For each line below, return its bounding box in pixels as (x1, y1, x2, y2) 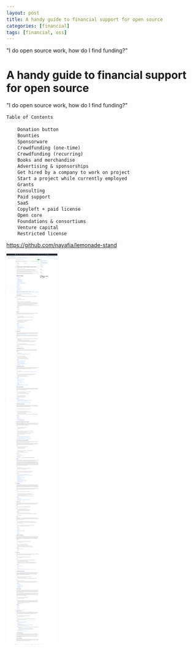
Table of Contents (6, 114, 53, 121)
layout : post (6, 10, 40, 16)
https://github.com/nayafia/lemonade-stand (6, 242, 118, 249)
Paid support (17, 194, 51, 200)
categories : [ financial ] (6, 23, 70, 29)
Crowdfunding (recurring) (17, 151, 84, 158)
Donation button (17, 126, 59, 133)
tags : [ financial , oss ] (6, 29, 67, 36)
